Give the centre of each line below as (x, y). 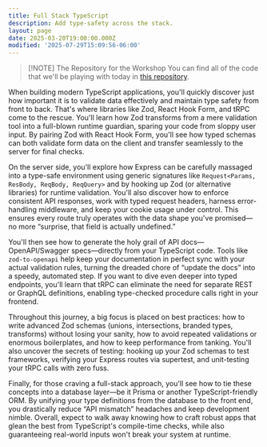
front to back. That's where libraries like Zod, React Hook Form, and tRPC (129, 110)
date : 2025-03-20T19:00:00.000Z (62, 38)
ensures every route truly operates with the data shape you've (111, 218)
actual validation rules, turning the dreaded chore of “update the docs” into (132, 268)
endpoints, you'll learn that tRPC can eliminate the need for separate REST (131, 285)
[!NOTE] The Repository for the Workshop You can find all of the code (143, 68)
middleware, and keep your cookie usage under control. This (139, 210)
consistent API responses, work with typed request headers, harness (122, 202)
